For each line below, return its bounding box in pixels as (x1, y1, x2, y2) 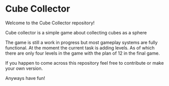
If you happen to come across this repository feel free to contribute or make (5, 60, 164, 66)
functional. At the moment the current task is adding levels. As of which (5, 45, 155, 51)
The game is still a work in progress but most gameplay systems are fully (5, 39, 158, 46)
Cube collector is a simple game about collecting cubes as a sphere (5, 29, 147, 35)
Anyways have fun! (5, 75, 46, 81)
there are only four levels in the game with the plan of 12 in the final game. (5, 50, 160, 56)
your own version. (5, 65, 43, 71)
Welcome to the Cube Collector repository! (5, 20, 95, 26)
